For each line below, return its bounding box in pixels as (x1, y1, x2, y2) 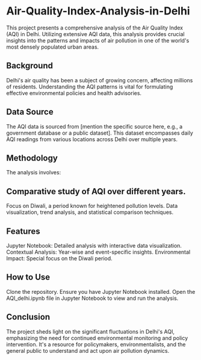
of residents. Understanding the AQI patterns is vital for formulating (6, 83, 173, 90)
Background (6, 61, 53, 71)
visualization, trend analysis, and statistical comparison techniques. (6, 209, 173, 216)
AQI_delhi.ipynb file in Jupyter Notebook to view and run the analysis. (6, 294, 179, 302)
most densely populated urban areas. (6, 43, 99, 50)
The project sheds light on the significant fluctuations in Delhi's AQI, (6, 328, 175, 335)
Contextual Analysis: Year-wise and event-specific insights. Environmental (6, 248, 191, 255)
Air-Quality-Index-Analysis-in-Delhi (6, 4, 191, 18)
